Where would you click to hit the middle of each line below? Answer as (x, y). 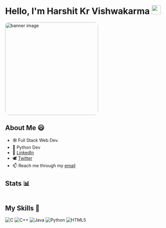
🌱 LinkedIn (23, 152)
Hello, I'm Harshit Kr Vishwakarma (78, 11)
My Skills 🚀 (22, 208)
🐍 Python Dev (26, 147)
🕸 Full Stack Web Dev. (35, 140)
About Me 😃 (25, 128)
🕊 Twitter (22, 158)
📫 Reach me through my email (44, 165)
